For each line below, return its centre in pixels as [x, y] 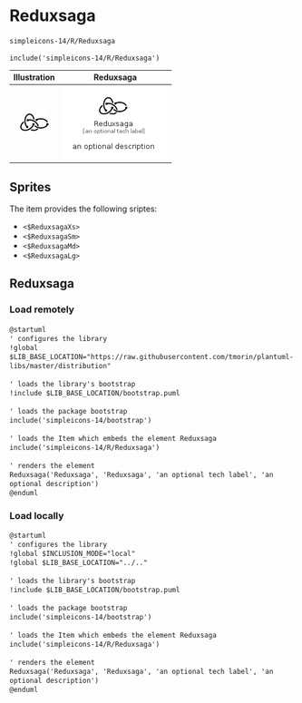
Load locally [37, 515]
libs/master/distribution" [60, 366]
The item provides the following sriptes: [83, 209]
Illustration [34, 77]
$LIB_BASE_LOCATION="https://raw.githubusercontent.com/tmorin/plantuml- [152, 356]
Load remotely [42, 309]
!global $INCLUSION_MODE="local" [73, 553]
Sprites [30, 187]
